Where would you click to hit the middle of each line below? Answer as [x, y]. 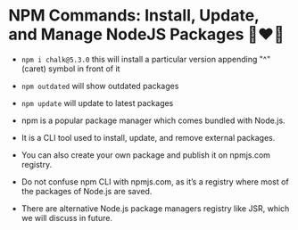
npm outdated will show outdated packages [100, 86]
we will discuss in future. [67, 218]
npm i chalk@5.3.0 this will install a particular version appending [139, 59]
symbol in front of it [84, 69]
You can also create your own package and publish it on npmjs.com [146, 155]
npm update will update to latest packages [97, 103]
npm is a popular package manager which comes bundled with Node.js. [153, 120]
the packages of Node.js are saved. [87, 191]
